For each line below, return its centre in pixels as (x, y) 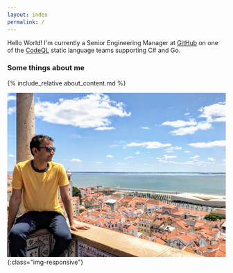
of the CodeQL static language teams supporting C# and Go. (94, 50)
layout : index (28, 15)
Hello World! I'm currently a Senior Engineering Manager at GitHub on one (113, 42)
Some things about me (46, 68)
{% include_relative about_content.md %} (67, 83)
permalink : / (26, 22)
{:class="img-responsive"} (45, 262)
